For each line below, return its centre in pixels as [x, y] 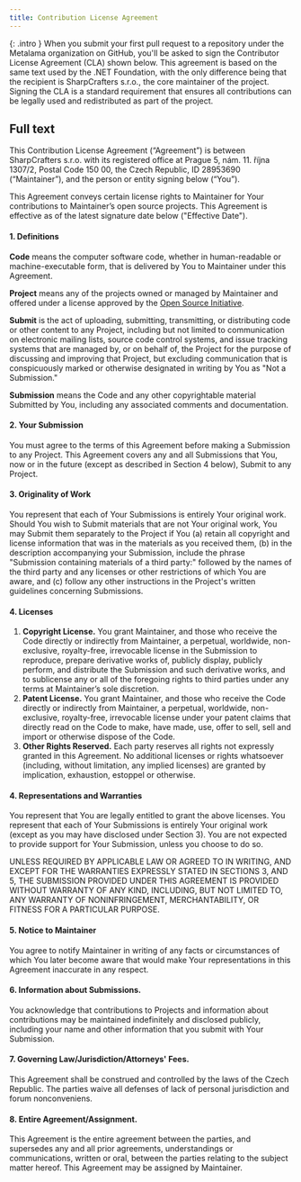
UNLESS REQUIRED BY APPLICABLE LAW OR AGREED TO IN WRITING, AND [150, 862]
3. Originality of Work [50, 494]
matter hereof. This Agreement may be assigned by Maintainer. [126, 1168]
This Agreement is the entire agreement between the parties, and [130, 1139]
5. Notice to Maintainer [53, 930]
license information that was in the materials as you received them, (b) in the [151, 543]
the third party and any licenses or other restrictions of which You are [138, 572]
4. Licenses [31, 611]
